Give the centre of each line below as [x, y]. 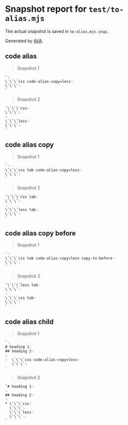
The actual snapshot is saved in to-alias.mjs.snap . [57, 31]
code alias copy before [41, 233]
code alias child [29, 321]
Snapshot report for [46, 9]
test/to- [106, 10]
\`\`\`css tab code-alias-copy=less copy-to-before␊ [60, 258]
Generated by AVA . [24, 41]
